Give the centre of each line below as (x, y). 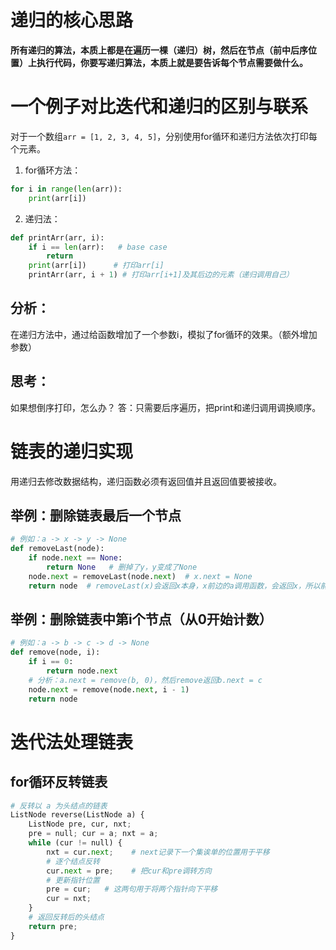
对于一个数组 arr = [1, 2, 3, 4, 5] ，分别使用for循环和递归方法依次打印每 (164, 136)
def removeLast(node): (57, 549)
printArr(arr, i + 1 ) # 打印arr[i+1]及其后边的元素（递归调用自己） (161, 275)
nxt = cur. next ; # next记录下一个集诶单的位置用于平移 (158, 852)
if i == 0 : (51, 662)
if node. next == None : (75, 558)
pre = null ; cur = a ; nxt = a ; (93, 834)
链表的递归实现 (72, 451)
